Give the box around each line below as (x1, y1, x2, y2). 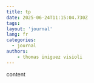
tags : (6, 20, 20, 26)
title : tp (6, 8, 32, 15)
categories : (6, 37, 36, 43)
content (6, 70, 26, 78)
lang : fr (6, 32, 29, 38)
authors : (6, 48, 29, 55)
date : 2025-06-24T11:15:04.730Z (6, 15, 88, 21)
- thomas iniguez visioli (17, 54, 83, 60)
